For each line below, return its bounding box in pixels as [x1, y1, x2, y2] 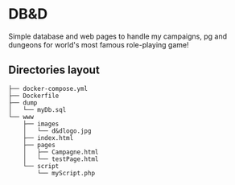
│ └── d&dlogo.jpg [23, 126, 92, 135]
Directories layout [8, 64, 101, 77]
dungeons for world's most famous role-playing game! [8, 39, 189, 49]
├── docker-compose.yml [8, 84, 89, 92]
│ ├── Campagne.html [23, 148, 99, 156]
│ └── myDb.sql [8, 105, 67, 113]
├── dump [8, 98, 38, 107]
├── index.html [23, 134, 74, 142]
